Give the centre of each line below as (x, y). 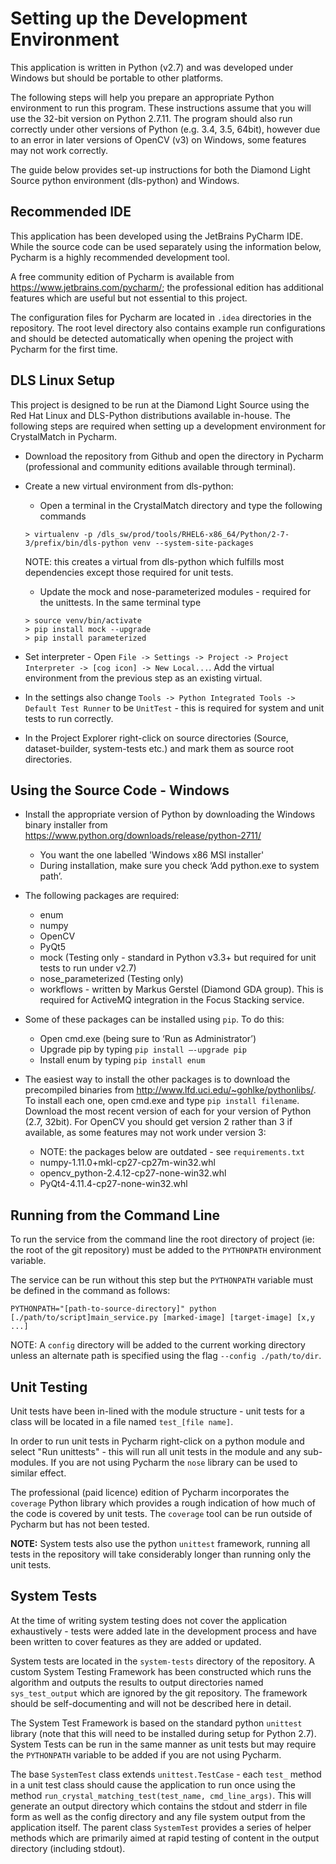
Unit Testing (49, 1387)
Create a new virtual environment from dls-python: (129, 486)
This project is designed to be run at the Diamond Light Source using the (160, 404)
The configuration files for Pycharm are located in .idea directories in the (161, 317)
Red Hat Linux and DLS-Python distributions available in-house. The (150, 415)
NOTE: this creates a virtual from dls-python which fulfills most (154, 561)
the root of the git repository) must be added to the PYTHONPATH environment (166, 1250)
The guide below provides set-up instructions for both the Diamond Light (160, 169)
